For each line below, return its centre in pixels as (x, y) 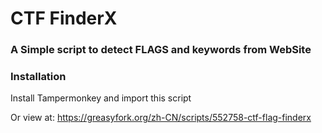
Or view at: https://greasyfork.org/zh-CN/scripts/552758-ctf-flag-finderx (161, 118)
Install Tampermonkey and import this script (101, 98)
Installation (38, 77)
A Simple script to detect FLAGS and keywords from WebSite (161, 50)
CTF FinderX (64, 18)
